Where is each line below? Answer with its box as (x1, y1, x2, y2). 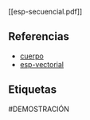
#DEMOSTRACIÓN (8, 104, 70, 114)
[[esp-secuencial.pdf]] (8, 7, 83, 16)
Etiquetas (8, 83, 57, 97)
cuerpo (19, 51, 44, 61)
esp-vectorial (19, 59, 65, 69)
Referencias (8, 30, 70, 43)
